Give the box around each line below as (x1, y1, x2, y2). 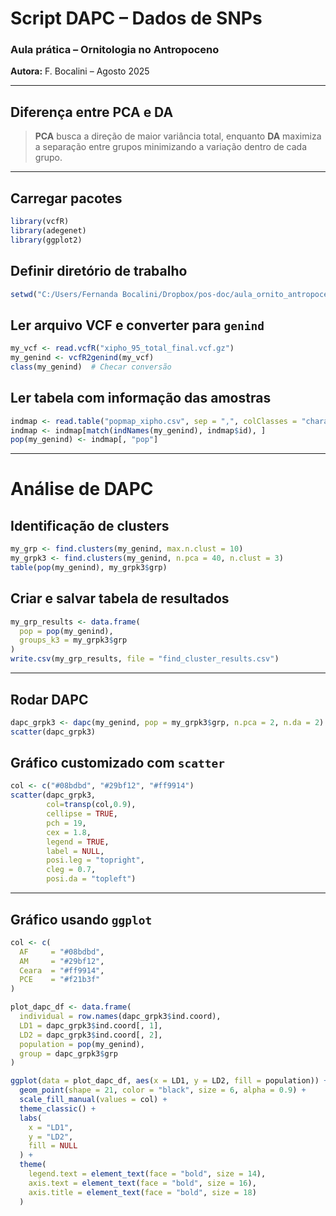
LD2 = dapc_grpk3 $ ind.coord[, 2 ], (19, 1030, 163, 1040)
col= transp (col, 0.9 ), (46, 800, 137, 810)
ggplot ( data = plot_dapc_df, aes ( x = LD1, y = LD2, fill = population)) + (10, 1076, 329, 1086)
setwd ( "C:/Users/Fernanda (10, 289, 118, 299)
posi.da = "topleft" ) (46, 874, 137, 884)
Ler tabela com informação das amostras (10, 390, 272, 407)
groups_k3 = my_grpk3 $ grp (19, 635, 128, 646)
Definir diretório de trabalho (10, 263, 188, 280)
